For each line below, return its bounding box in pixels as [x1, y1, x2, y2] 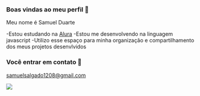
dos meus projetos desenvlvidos [6, 43, 87, 50]
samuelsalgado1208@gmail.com [6, 72, 86, 79]
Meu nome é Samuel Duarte [6, 19, 75, 26]
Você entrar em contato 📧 [6, 58, 82, 66]
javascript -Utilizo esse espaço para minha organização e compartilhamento [6, 37, 195, 44]
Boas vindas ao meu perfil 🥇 [6, 5, 89, 14]
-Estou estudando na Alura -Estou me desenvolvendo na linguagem [6, 30, 174, 38]
